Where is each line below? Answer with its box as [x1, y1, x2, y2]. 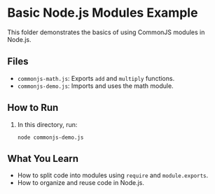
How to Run [7, 102, 59, 114]
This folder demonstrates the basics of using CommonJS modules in [7, 28, 205, 36]
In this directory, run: [17, 120, 78, 128]
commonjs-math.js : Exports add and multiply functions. [17, 74, 175, 82]
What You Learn [7, 152, 79, 165]
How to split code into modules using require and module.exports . [17, 171, 209, 179]
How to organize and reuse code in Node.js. [17, 179, 145, 187]
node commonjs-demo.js [17, 134, 84, 141]
